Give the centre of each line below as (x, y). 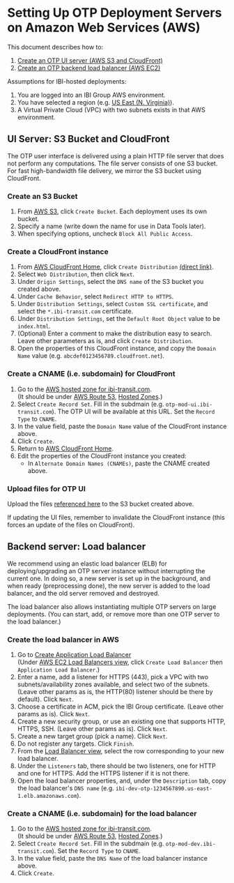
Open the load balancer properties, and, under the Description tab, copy (122, 781)
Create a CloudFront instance (58, 251)
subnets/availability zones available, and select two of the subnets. (114, 684)
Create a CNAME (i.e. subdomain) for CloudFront (91, 374)
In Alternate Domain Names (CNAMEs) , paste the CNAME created (119, 463)
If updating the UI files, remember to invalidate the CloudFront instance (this (116, 517)
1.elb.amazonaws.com (47, 797)
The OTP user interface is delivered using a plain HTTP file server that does (116, 156)
